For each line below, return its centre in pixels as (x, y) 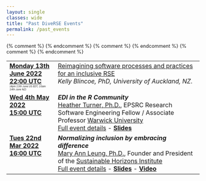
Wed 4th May (29, 98)
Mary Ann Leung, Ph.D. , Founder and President (125, 153)
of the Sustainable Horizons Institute (110, 161)
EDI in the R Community (93, 98)
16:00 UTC (25, 153)
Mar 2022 (24, 146)
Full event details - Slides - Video (107, 169)
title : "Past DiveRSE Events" (45, 23)
